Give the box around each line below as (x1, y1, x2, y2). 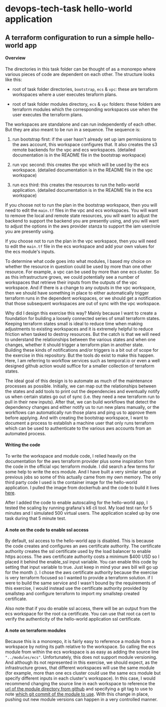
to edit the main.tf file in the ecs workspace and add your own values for (5, 243, 155, 249)
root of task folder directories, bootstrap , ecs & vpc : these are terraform (12, 86, 158, 92)
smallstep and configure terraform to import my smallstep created (5, 591, 140, 597)
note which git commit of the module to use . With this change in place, (5, 691, 150, 697)
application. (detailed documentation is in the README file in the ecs (12, 187, 153, 193)
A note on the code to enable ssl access (5, 527, 89, 533)
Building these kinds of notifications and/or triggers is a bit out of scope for (5, 347, 159, 353)
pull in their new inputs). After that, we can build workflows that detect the (5, 398, 157, 405)
